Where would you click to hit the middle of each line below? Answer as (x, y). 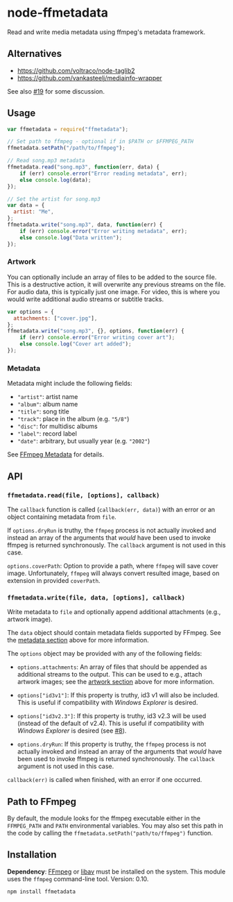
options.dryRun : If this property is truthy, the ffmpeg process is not (112, 744)
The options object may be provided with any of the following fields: (105, 654)
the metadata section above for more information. (78, 640)
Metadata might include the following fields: (70, 384)
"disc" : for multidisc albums (58, 426)
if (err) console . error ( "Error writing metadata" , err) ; (104, 231)
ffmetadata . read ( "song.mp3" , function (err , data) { (83, 167)
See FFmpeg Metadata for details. (55, 454)
